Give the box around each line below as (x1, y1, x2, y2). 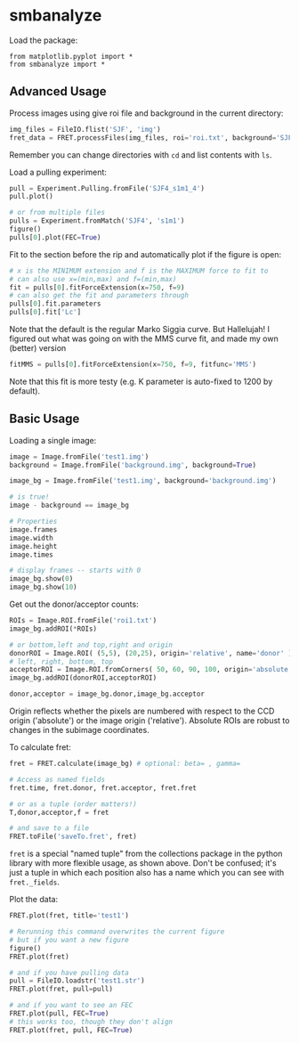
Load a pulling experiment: (9, 167, 107, 177)
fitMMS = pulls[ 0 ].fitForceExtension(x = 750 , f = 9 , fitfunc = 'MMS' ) (9, 360, 256, 369)
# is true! (9, 493, 50, 501)
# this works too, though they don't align (9, 1017, 174, 1026)
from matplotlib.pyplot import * (9, 52, 133, 61)
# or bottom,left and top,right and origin (9, 640, 174, 649)
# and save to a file (9, 824, 90, 833)
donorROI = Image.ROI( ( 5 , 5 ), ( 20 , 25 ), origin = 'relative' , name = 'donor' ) (9, 648, 293, 657)
